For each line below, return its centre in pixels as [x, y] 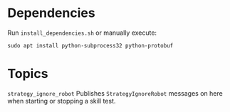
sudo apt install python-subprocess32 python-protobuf [90, 45]
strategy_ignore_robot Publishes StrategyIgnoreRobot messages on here [115, 93]
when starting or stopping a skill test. [62, 101]
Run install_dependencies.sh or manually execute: [82, 33]
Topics [28, 74]
